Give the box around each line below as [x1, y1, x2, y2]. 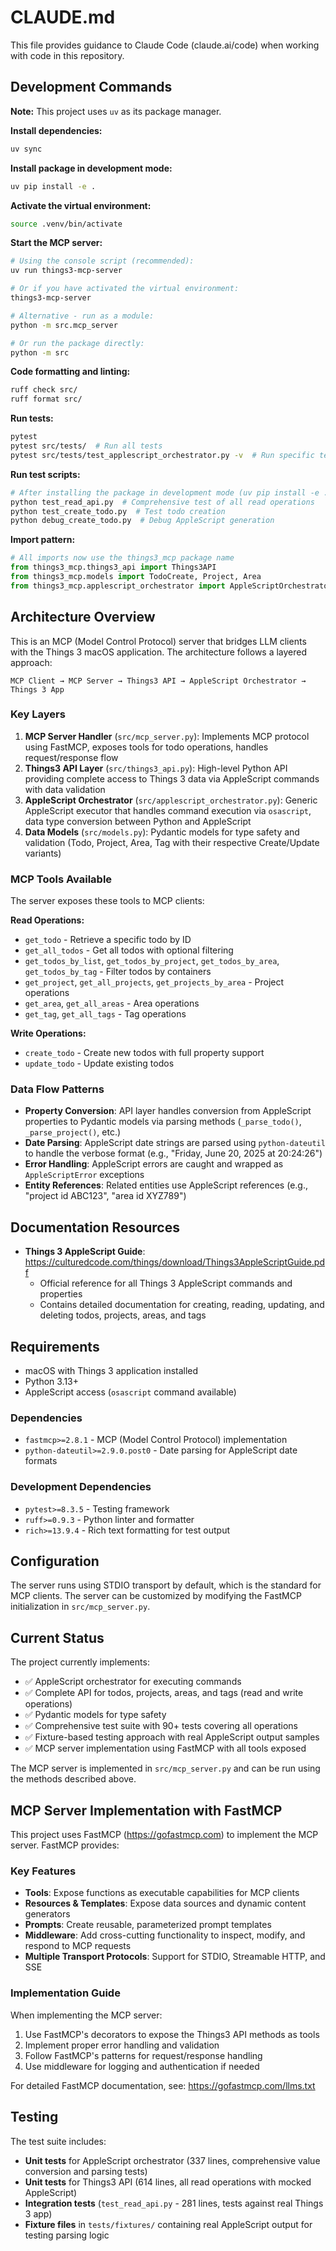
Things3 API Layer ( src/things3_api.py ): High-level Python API [24, 762, 288, 774]
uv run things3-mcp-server [10, 266, 123, 276]
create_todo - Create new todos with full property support [24, 1047, 265, 1059]
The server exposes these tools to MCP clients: [10, 895, 205, 907]
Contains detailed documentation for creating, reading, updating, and [39, 1299, 325, 1311]
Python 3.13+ [24, 1376, 80, 1388]
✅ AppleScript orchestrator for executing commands [24, 1676, 242, 1688]
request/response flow [24, 751, 119, 763]
